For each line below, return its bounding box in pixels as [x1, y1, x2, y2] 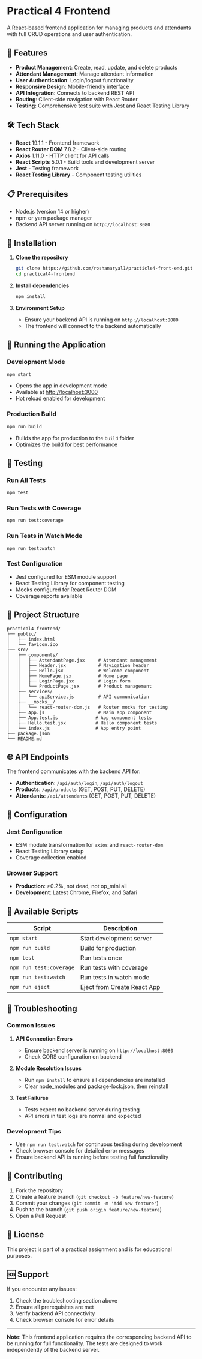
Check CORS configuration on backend [24, 1053, 122, 1060]
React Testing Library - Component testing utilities [15, 171, 142, 178]
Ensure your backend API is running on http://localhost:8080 [24, 316, 179, 323]
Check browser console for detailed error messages [15, 1147, 144, 1154]
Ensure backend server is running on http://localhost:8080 [24, 1047, 173, 1054]
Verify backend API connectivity [15, 1309, 95, 1317]
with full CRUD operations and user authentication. [7, 30, 132, 37]
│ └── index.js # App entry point [7, 725, 141, 731]
